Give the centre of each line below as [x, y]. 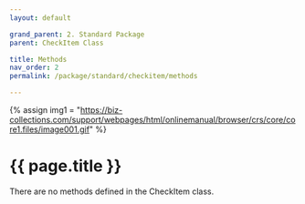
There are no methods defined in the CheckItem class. [112, 191]
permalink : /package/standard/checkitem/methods [104, 76]
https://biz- [102, 110]
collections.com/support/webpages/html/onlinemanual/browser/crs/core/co [152, 120]
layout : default [40, 18]
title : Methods [38, 59]
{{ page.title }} [66, 166]
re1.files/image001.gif [49, 129]
